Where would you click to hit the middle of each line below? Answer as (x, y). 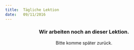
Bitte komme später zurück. (84, 42)
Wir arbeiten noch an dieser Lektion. (84, 32)
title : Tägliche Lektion (32, 10)
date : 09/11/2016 (25, 14)
